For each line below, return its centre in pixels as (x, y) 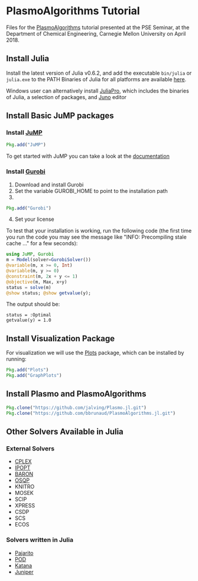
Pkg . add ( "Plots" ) (27, 370)
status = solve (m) (29, 287)
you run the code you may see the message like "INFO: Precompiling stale (97, 237)
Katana (23, 566)
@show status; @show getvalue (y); (49, 293)
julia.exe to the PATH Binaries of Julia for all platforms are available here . (96, 79)
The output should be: (33, 304)
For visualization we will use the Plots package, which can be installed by (95, 353)
